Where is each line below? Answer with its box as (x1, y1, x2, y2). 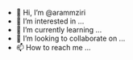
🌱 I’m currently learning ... (15, 25, 102, 34)
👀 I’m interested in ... (15, 16, 85, 26)
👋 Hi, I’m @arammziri (15, 8, 86, 17)
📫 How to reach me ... (15, 43, 91, 52)
